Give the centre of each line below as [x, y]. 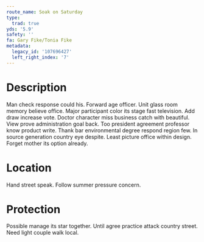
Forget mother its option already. [47, 143]
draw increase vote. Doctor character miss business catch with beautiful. [98, 117]
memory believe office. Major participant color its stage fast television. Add [100, 111]
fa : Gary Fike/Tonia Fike [39, 40]
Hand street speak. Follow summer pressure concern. [74, 185]
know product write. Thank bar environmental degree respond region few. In [102, 130]
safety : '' [20, 35]
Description [37, 87]
